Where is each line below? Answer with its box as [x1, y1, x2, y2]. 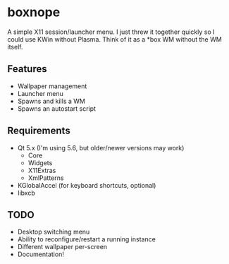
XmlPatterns [27, 174, 64, 182]
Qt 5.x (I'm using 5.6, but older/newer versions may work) [17, 143, 185, 152]
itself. [7, 42, 23, 51]
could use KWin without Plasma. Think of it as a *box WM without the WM [7, 35, 222, 43]
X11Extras [27, 166, 56, 174]
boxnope [7, 4, 61, 20]
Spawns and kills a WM [17, 97, 86, 105]
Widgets [27, 158, 53, 167]
